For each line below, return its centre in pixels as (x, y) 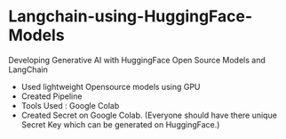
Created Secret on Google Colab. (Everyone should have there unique (149, 115)
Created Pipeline (52, 96)
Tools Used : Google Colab (70, 105)
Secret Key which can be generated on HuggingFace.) (120, 124)
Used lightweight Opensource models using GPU (111, 86)
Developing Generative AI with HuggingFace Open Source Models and (137, 60)
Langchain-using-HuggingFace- (131, 16)
